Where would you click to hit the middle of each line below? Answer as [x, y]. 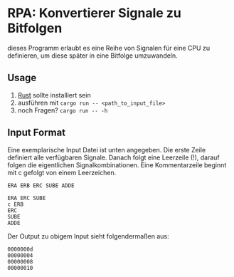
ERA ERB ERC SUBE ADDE [41, 185]
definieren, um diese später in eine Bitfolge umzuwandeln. [92, 56]
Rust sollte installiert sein [54, 95]
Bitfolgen [35, 28]
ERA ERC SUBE [27, 198]
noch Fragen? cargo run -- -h [63, 110]
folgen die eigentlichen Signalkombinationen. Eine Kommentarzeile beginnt [117, 164]
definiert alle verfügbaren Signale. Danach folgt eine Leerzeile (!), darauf [113, 157]
